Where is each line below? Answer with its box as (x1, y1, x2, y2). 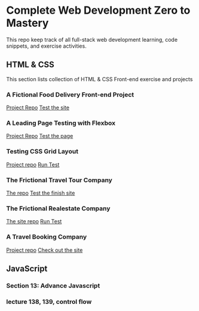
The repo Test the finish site (6, 189, 75, 196)
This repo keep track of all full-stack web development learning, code (6, 36, 178, 43)
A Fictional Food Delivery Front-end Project (6, 90, 134, 98)
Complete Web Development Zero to (6, 4, 191, 17)
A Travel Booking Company (6, 233, 87, 241)
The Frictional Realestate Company (6, 204, 111, 213)
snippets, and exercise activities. (6, 42, 87, 50)
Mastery (6, 16, 49, 30)
